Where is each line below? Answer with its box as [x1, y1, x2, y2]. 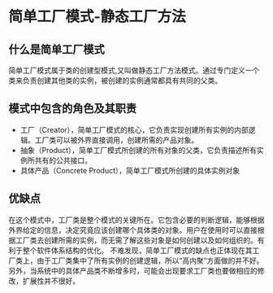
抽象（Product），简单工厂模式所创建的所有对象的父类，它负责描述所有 [19, 145, 258, 155]
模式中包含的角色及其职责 [8, 102, 136, 116]
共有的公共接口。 [34, 155, 92, 165]
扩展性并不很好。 [22, 276, 80, 286]
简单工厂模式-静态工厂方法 [8, 7, 187, 26]
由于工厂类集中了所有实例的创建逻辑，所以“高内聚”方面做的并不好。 [36, 256, 264, 265]
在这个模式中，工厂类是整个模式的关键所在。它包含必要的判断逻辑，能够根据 [8, 215, 265, 225]
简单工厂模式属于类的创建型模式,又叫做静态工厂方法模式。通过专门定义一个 [8, 66, 260, 75]
